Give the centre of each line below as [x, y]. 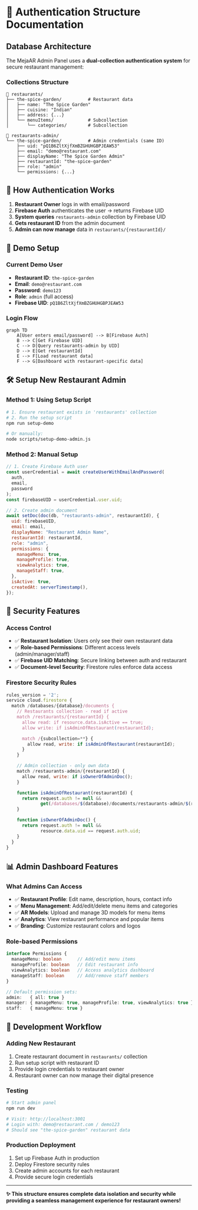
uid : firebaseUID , [34, 521]
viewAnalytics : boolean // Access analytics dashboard [83, 970]
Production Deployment [41, 1145]
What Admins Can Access [44, 886]
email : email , [29, 527]
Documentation [45, 25]
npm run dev [21, 1108]
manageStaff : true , [41, 571]
